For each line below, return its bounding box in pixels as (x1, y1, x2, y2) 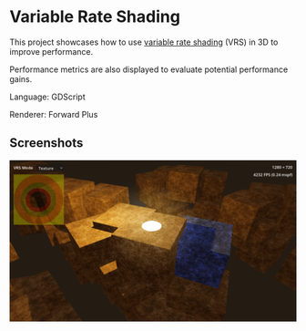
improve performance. (9, 46, 94, 57)
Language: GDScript (9, 91, 86, 102)
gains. (9, 73, 33, 84)
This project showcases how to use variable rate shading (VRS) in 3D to (9, 36, 279, 47)
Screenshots (9, 135, 84, 151)
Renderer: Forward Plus (9, 109, 98, 119)
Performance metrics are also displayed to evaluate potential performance (9, 64, 289, 75)
